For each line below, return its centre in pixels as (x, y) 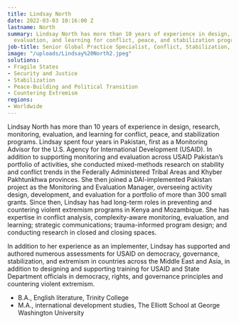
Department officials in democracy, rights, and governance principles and (115, 276)
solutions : (23, 60)
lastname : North (31, 27)
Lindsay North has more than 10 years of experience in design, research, (114, 126)
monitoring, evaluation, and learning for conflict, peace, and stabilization (113, 134)
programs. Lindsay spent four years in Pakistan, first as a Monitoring (107, 141)
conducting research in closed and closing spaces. (82, 232)
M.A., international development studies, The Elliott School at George (119, 305)
